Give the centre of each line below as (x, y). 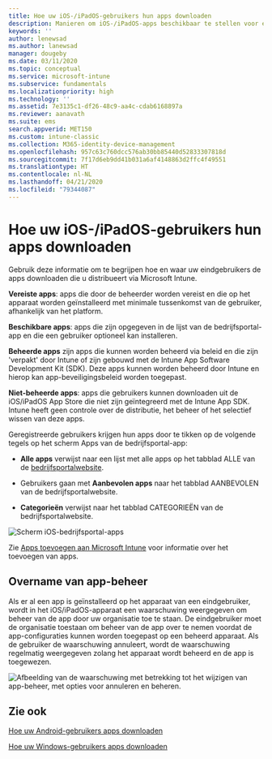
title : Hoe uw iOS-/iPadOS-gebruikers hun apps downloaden (110, 16)
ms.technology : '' (39, 99)
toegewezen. (30, 662)
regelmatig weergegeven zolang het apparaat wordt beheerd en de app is (131, 653)
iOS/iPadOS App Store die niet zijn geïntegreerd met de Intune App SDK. (129, 401)
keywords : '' (30, 31)
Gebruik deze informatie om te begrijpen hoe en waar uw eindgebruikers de (135, 270)
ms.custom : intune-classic (54, 136)
